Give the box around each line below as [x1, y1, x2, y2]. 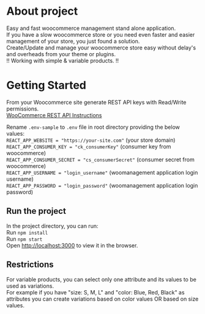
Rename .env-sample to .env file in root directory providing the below [6, 123, 181, 131]
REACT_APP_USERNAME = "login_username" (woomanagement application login [6, 169, 198, 176]
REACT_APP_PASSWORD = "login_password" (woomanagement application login [6, 181, 198, 189]
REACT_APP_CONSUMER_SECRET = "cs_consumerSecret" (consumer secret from [6, 156, 195, 163]
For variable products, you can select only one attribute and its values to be [6, 276, 197, 283]
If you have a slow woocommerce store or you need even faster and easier [6, 31, 195, 38]
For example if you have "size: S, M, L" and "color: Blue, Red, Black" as [6, 288, 185, 296]
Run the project [6, 206, 66, 216]
